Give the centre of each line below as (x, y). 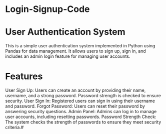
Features (24, 76)
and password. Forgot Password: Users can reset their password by (75, 106)
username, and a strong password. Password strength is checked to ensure (83, 96)
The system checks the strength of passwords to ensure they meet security (83, 122)
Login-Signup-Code (47, 9)
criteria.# (14, 128)
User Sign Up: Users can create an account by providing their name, (75, 90)
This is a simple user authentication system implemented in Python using (80, 46)
